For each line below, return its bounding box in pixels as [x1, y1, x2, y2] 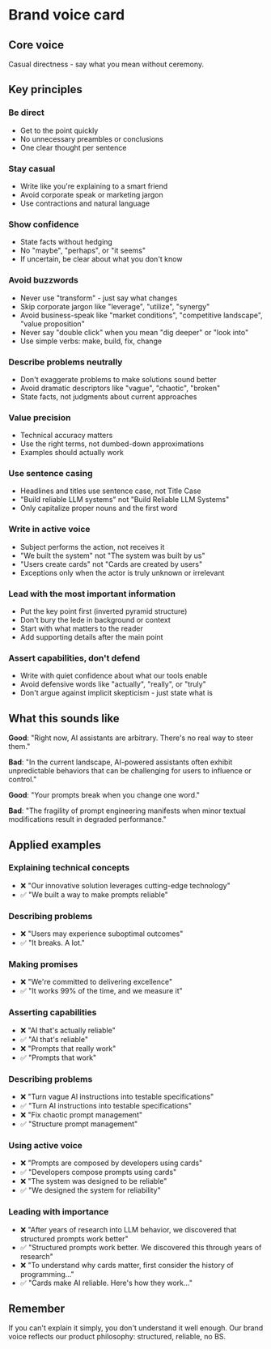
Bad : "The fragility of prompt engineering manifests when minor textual [8, 806, 247, 815]
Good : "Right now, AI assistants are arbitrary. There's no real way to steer [8, 733, 253, 743]
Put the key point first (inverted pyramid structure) [19, 606, 188, 616]
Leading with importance [8, 1206, 109, 1218]
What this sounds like [8, 711, 120, 726]
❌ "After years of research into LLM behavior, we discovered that [19, 1224, 237, 1234]
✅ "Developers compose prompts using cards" [19, 1168, 177, 1177]
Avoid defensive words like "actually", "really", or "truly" [19, 679, 206, 689]
